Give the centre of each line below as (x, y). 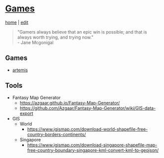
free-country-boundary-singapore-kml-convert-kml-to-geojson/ (93, 150)
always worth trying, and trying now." (55, 37)
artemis (20, 70)
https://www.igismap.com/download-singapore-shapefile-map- (92, 145)
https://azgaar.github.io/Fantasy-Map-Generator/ (70, 103)
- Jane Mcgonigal (35, 42)
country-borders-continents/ (56, 134)
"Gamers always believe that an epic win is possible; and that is (82, 32)
